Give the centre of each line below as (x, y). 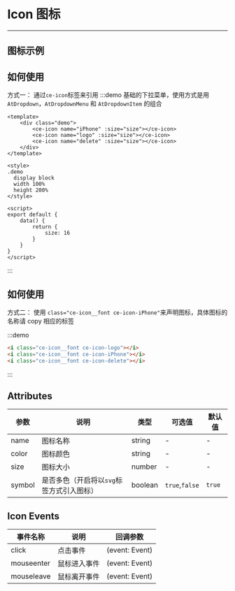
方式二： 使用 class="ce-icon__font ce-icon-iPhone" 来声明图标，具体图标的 (117, 312)
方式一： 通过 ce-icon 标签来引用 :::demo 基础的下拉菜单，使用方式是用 (108, 95)
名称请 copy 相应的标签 (41, 321)
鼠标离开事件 (78, 577)
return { (45, 227)
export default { (33, 215)
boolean (145, 485)
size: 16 (57, 233)
